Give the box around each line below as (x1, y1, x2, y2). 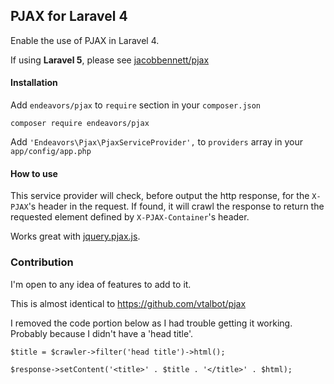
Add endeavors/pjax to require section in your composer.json (10, 99, 262, 111)
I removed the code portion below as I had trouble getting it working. (10, 317, 293, 329)
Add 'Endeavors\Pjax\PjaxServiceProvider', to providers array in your (10, 136, 303, 148)
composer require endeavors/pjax (10, 119, 150, 129)
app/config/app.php (10, 147, 92, 157)
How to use (10, 167, 58, 179)
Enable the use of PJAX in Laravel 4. (10, 34, 160, 46)
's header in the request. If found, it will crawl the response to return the (28, 200, 325, 213)
